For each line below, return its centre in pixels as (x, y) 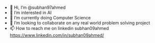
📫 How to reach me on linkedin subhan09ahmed (59, 28)
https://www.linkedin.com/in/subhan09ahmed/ (57, 35)
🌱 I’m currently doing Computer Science (50, 18)
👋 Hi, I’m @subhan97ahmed (38, 7)
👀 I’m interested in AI (31, 13)
